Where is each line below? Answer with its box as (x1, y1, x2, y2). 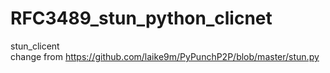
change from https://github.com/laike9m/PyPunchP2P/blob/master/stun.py (10, 50, 320, 62)
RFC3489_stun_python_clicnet (10, 7, 273, 30)
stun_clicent (10, 40, 60, 52)
